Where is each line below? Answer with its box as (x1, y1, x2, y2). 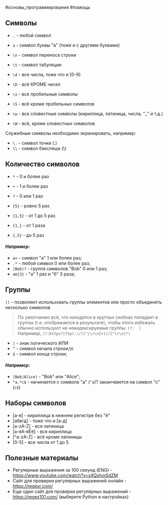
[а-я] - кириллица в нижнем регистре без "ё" (12, 412, 111, 418)
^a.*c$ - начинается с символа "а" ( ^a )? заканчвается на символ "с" (12, 379, 160, 385)
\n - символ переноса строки (12, 52, 76, 58)
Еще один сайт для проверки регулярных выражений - (12, 488, 131, 494)
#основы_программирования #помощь (5, 5, 91, 10)
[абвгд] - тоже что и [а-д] (12, 418, 67, 424)
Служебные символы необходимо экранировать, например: (5, 130, 136, 136)
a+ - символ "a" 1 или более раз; (12, 255, 82, 261)
